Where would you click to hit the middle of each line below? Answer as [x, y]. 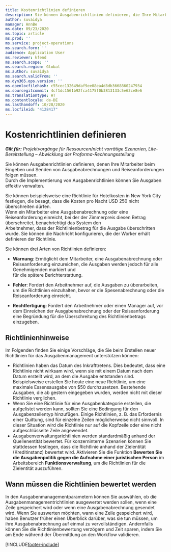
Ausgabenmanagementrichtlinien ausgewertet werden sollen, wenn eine [81, 502]
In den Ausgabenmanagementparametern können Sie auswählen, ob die [81, 496]
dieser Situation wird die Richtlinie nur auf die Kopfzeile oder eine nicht [87, 425]
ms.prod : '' [18, 39]
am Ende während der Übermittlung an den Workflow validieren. [73, 534]
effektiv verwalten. [25, 186]
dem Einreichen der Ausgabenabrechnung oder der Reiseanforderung [86, 311]
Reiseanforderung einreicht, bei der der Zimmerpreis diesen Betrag [76, 217]
